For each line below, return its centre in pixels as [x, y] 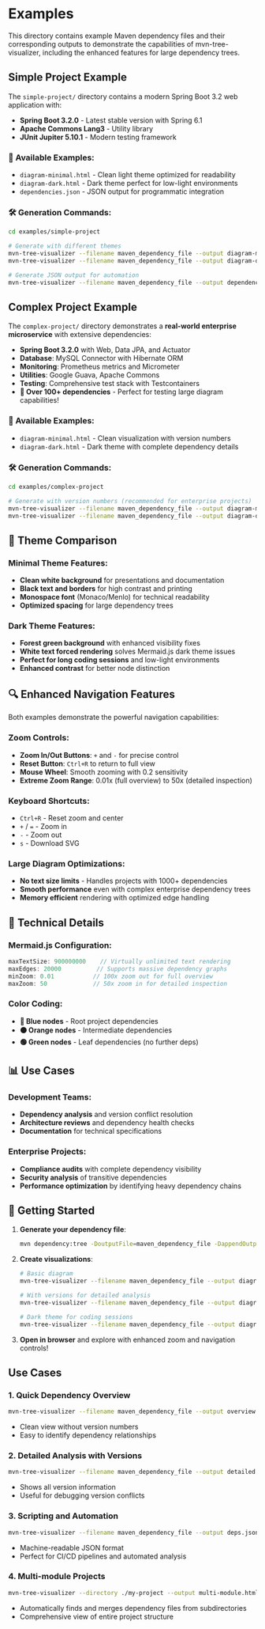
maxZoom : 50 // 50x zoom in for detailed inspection [118, 983]
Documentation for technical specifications [91, 1131]
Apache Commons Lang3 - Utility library [86, 128]
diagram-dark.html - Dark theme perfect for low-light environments [129, 184]
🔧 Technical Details [56, 922]
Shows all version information [68, 1487]
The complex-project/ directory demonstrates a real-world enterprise [122, 326]
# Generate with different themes [65, 246]
